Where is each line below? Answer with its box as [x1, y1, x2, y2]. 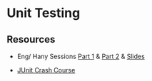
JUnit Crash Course [16, 66, 76, 74]
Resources [6, 33, 56, 45]
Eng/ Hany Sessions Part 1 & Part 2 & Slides [16, 52, 146, 60]
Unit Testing [6, 5, 81, 21]
